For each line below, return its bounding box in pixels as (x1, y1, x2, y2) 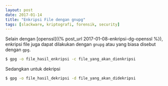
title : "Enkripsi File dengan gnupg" (5, 17, 86, 22)
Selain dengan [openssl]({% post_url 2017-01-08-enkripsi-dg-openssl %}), (5, 36, 163, 42)
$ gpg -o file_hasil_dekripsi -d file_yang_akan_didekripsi (5, 76, 136, 81)
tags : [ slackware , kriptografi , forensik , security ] (5, 21, 120, 27)
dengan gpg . (5, 47, 31, 53)
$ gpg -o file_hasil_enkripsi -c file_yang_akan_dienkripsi (5, 57, 136, 62)
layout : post (5, 7, 33, 13)
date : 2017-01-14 (5, 12, 42, 17)
